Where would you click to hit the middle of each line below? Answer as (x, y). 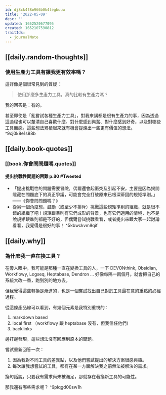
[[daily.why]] (25, 241)
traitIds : (15, 33)
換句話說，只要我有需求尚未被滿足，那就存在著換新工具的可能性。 (72, 376)
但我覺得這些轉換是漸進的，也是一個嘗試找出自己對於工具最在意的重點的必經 (83, 291)
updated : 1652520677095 (30, 23)
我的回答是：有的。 (25, 105)
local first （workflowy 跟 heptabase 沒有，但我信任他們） (71, 323)
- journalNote (24, 38)
